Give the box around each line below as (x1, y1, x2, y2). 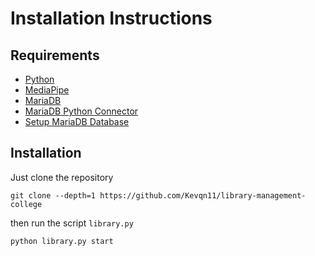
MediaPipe (24, 84, 70, 96)
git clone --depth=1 (10, 190, 97, 201)
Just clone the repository (10, 171, 114, 183)
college (10, 199, 43, 209)
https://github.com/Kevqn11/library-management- (99, 190, 307, 201)
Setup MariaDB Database (24, 116, 130, 127)
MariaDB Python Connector (24, 105, 139, 117)
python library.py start (10, 236, 114, 246)
